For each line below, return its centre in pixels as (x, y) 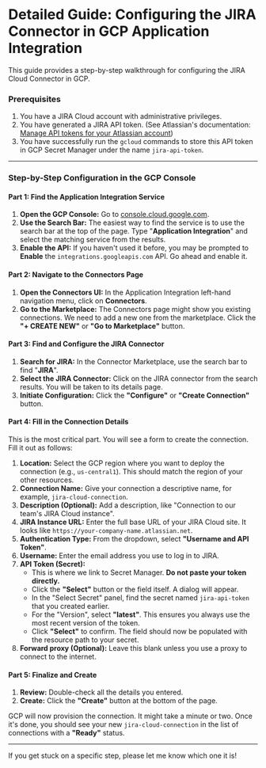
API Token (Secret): (52, 564)
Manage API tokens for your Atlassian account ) (97, 133)
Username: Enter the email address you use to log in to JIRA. (119, 555)
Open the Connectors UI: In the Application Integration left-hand (125, 292)
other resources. (47, 480)
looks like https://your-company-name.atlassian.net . (106, 530)
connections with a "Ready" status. (66, 733)
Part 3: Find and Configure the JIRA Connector (86, 344)
